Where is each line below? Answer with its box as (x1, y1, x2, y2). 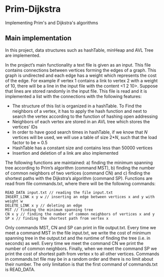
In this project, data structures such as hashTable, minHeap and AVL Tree (5, 47, 154, 53)
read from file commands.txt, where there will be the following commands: (5, 180, 156, 186)
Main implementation (5, 34, 72, 42)
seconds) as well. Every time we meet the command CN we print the (5, 240, 144, 246)
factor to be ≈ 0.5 (12, 139, 48, 145)
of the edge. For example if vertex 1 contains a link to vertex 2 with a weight (5, 77, 158, 83)
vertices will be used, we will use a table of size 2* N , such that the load (12, 134, 157, 140)
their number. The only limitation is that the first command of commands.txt (5, 261, 158, 267)
